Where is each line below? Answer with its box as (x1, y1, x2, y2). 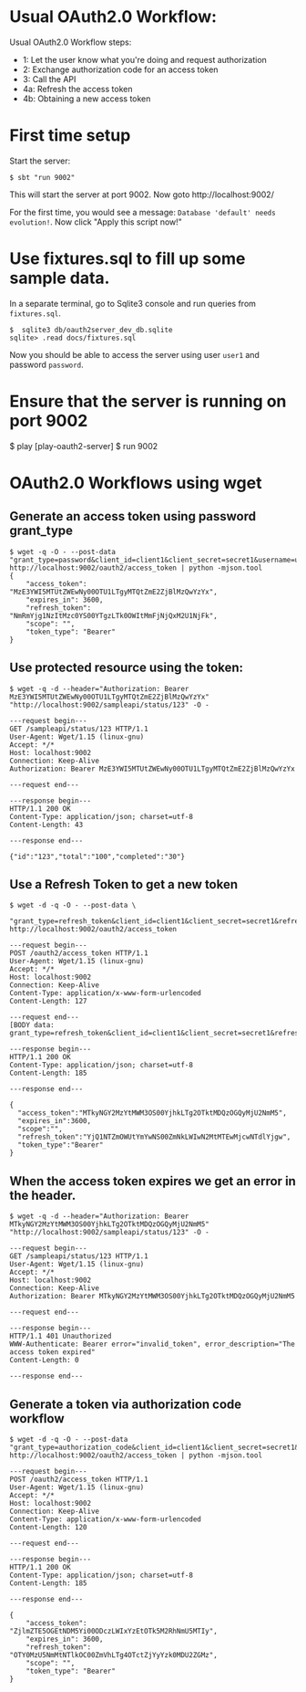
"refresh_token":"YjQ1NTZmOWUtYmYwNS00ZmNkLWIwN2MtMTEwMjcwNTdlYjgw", (17, 1132, 291, 1142)
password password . (9, 359, 84, 370)
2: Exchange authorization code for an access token (22, 64, 219, 75)
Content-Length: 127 (9, 997, 88, 1006)
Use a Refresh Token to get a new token (9, 877, 239, 892)
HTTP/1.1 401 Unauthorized (9, 1331, 112, 1341)
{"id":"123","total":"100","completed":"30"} (9, 852, 185, 861)
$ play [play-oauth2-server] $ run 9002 (9, 440, 158, 451)
